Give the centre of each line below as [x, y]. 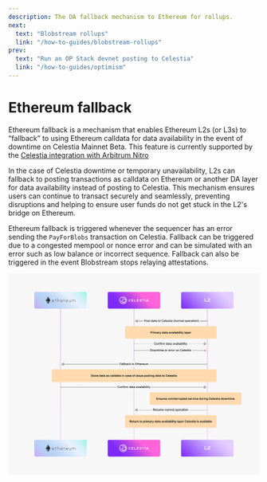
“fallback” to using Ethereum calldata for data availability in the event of [126, 138]
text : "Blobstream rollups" [62, 33]
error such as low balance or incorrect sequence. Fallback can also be [124, 253]
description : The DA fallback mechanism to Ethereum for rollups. [121, 17]
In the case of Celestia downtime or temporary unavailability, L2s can [122, 170]
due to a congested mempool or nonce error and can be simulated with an [130, 245]
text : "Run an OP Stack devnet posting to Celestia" [105, 59]
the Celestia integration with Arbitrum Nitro [79, 155]
